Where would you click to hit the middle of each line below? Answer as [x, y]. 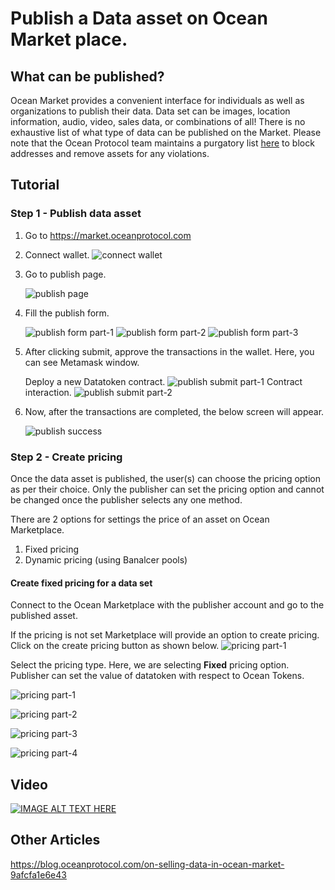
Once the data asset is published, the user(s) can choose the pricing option [166, 478]
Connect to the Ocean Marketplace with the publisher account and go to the [167, 605]
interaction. [48, 392]
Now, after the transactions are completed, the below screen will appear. [174, 411]
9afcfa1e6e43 [38, 874]
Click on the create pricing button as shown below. [115, 646]
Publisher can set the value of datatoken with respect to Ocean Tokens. [157, 676]
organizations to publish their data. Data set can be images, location [150, 111]
